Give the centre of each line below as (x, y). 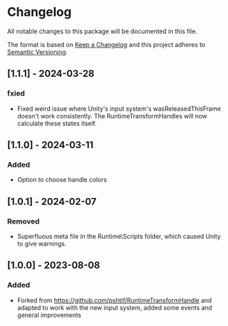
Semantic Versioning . (37, 52)
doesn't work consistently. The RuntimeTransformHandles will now (112, 116)
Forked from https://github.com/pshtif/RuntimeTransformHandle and (114, 300)
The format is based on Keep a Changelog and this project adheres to (106, 44)
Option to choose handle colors (62, 180)
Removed (23, 221)
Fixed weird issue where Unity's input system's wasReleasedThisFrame (119, 109)
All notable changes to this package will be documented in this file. (102, 31)
